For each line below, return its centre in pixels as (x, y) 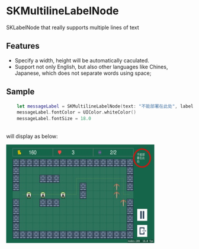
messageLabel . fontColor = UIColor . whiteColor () (76, 112)
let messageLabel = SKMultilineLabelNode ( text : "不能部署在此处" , (97, 106)
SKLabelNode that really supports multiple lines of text (73, 27)
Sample (20, 92)
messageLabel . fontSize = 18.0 (54, 119)
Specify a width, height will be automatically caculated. (82, 60)
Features (23, 46)
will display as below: (32, 136)
